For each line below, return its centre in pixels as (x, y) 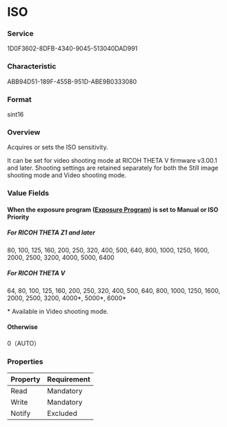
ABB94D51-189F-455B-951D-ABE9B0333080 (72, 81)
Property (26, 379)
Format (20, 99)
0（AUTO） (23, 344)
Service (20, 34)
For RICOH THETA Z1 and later (51, 232)
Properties (25, 361)
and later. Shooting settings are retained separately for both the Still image (113, 168)
